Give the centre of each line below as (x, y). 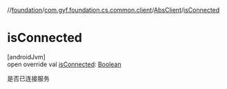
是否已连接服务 (28, 78)
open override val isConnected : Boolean (65, 64)
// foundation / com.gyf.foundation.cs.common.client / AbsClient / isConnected (113, 10)
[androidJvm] (27, 57)
